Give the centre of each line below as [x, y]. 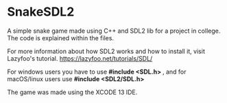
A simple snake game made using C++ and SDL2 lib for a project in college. [114, 31]
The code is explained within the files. [61, 38]
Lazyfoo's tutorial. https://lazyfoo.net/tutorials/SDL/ [80, 58]
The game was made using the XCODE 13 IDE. [72, 92]
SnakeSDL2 [41, 12]
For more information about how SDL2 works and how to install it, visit [106, 51]
